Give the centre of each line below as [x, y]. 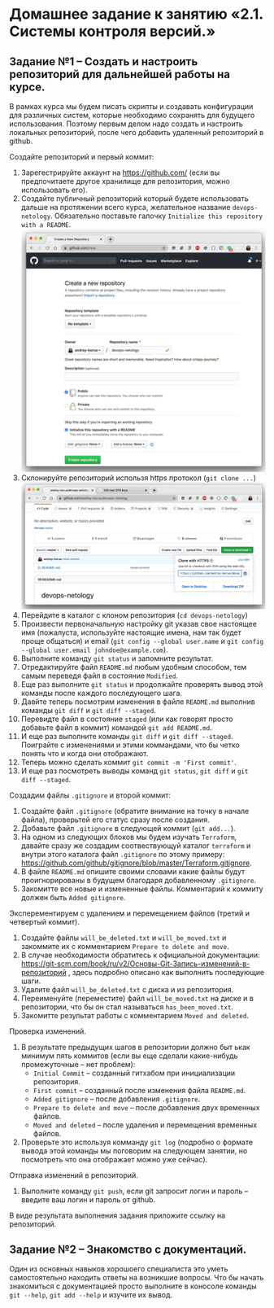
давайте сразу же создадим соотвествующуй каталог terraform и [136, 845]
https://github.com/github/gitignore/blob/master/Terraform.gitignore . [136, 863]
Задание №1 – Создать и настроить [104, 61]
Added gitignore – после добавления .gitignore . [117, 1099]
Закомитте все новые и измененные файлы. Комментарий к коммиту [142, 889]
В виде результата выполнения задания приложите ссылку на [117, 1215]
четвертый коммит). [44, 921]
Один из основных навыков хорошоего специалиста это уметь [119, 1269]
